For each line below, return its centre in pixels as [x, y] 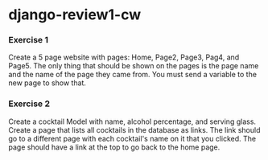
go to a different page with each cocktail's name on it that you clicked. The [132, 138]
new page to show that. [47, 83]
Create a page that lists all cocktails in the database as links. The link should [134, 129]
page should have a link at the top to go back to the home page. [114, 147]
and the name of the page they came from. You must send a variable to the [133, 75]
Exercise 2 [29, 104]
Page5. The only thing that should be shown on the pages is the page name [134, 66]
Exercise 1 [29, 40]
